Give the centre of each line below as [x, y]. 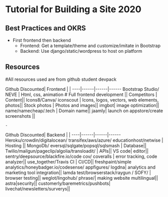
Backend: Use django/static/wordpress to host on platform [81, 51]
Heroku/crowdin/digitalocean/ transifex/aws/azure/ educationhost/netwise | [84, 140]
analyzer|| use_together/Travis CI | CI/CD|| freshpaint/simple [68, 161]
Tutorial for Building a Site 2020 [73, 9]
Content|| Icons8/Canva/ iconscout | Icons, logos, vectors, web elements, [82, 100]
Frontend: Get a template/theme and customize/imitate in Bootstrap [90, 46]
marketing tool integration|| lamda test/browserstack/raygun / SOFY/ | [78, 172]
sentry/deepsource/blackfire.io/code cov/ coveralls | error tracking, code [81, 156]
